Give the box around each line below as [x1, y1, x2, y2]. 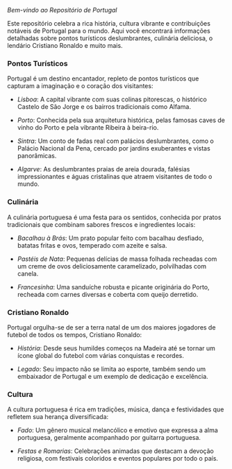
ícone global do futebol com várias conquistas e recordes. [17, 351, 184, 359]
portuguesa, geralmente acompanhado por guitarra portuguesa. [17, 434, 201, 442]
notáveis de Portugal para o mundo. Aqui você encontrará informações [7, 27, 210, 35]
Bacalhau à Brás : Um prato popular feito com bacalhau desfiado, [17, 234, 204, 242]
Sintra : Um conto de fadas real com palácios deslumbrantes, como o [17, 137, 214, 145]
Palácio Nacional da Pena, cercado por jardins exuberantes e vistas [17, 144, 210, 153]
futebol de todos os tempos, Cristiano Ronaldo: [7, 330, 142, 339]
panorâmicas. [17, 152, 57, 160]
